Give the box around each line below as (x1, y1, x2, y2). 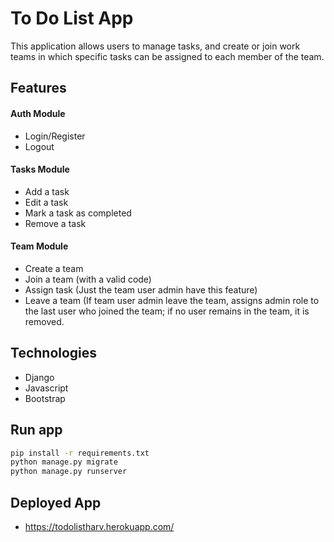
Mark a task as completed (24, 207, 132, 219)
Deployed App (10, 494, 102, 511)
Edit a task (24, 196, 69, 208)
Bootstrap (24, 392, 66, 404)
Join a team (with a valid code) (24, 273, 152, 285)
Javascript (24, 382, 69, 394)
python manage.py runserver (10, 467, 128, 477)
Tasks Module (10, 163, 70, 176)
